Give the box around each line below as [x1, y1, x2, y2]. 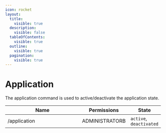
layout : [5, 12, 21, 17]
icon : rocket [5, 7, 32, 12]
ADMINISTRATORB [82, 118, 126, 125]
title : [9, 16, 23, 21]
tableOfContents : [9, 35, 45, 40]
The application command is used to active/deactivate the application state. [5, 95, 160, 101]
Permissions [88, 107, 119, 114]
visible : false [14, 30, 45, 35]
